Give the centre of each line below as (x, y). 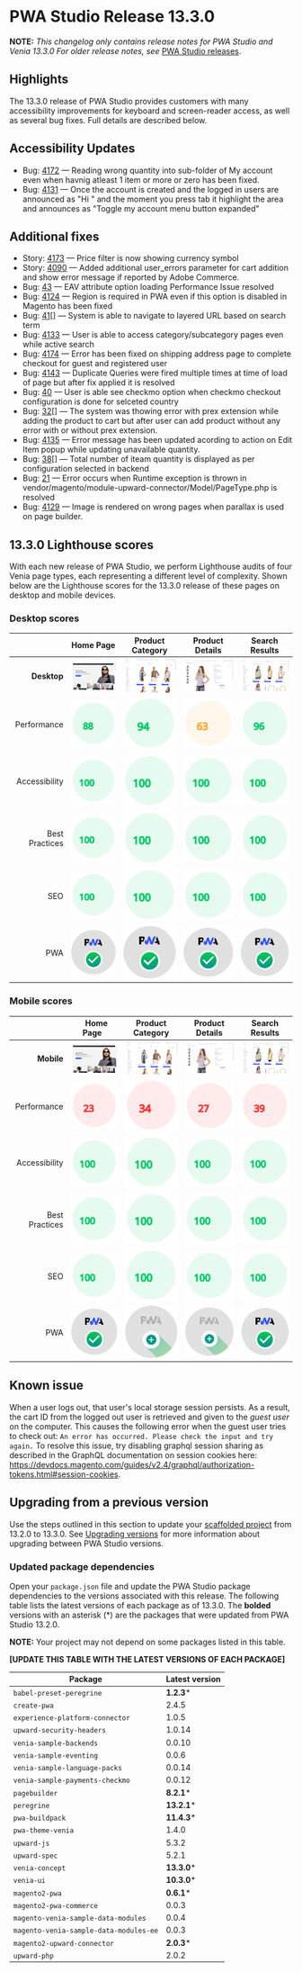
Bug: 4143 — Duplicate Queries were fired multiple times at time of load (155, 373)
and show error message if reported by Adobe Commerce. (131, 277)
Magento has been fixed (67, 306)
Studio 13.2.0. (35, 1624)
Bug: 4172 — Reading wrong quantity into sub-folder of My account (147, 170)
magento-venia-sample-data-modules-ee (86, 1931)
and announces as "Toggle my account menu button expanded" (141, 208)
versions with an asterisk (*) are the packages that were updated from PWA (149, 1615)
